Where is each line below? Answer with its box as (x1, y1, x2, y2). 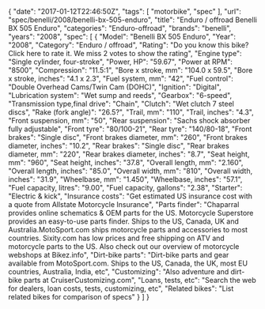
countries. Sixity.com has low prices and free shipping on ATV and (8, 233, 225, 243)
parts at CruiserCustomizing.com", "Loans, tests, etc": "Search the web (23, 276, 256, 285)
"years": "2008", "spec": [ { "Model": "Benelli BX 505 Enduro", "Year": (8, 32, 236, 41)
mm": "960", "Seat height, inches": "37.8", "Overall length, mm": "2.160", (8, 158, 244, 167)
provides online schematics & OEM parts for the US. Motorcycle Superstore (8, 209, 254, 217)
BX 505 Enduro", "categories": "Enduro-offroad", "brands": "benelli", (8, 24, 232, 32)
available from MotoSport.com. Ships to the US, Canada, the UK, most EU (8, 258, 248, 268)
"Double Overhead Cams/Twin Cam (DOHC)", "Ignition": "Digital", (8, 82, 221, 92)
